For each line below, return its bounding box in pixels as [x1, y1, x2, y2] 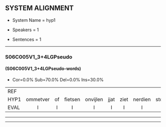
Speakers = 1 [12, 27, 39, 33]
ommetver [26, 96, 50, 103]
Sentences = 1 [12, 36, 41, 42]
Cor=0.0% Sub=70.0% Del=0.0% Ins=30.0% [12, 76, 104, 82]
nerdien [133, 96, 151, 103]
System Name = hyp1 [12, 17, 56, 23]
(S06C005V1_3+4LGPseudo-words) [5, 65, 82, 71]
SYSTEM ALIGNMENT [5, 4, 74, 12]
